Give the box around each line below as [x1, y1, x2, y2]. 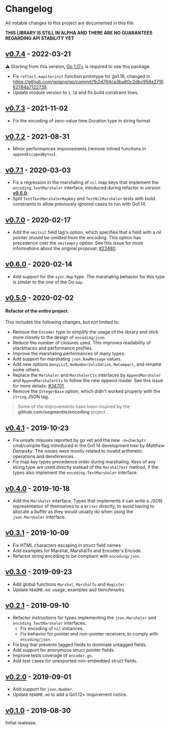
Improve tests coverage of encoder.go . [12, 652, 93, 658]
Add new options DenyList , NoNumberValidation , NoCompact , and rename [12, 361, 161, 367]
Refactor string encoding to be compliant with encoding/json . [12, 553, 141, 559]
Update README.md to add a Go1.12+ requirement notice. [12, 691, 128, 697]
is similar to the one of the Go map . [12, 279, 84, 285]
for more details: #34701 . [12, 383, 65, 389]
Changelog [5, 3, 53, 15]
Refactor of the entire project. [5, 308, 70, 314]
